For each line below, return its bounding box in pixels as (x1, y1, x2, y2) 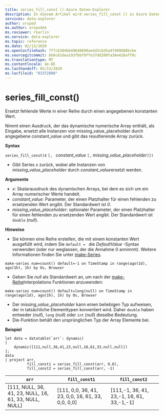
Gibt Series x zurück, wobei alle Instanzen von (12, 161, 105, 167)
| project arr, (5, 357, 36, 362)
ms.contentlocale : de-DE (5, 62, 56, 67)
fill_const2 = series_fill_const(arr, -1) (26, 366, 115, 371)
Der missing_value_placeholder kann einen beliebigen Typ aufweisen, (12, 301, 153, 307)
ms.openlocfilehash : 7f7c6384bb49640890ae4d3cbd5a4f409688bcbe (5, 48, 137, 53)
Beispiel (5, 326, 22, 332)
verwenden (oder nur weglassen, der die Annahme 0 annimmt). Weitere (12, 246, 156, 252)
